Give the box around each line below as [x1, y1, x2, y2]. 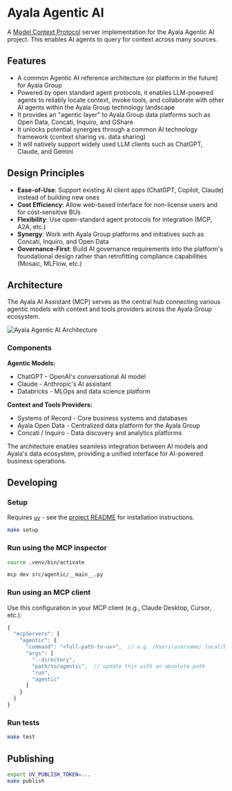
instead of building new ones [17, 193, 100, 202]
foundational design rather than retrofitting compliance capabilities [17, 251, 207, 260]
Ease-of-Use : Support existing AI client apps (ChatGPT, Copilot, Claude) [17, 186, 224, 194]
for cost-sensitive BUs [17, 208, 81, 216]
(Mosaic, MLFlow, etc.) [17, 259, 83, 267]
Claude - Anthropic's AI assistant [17, 380, 112, 388]
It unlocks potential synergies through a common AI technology [17, 125, 198, 133]
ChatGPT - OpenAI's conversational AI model [17, 372, 146, 380]
